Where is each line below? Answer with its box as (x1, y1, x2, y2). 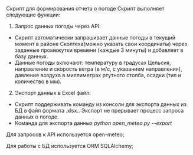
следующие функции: (6, 11, 61, 18)
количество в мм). (14, 78, 62, 85)
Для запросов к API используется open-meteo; (6, 131, 125, 138)
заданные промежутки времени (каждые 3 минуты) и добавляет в (14, 47, 184, 54)
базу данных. (14, 53, 48, 60)
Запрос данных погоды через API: (14, 23, 102, 29)
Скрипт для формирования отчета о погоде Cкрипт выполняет (6, 5, 165, 12)
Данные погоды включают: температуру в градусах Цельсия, (14, 59, 171, 66)
